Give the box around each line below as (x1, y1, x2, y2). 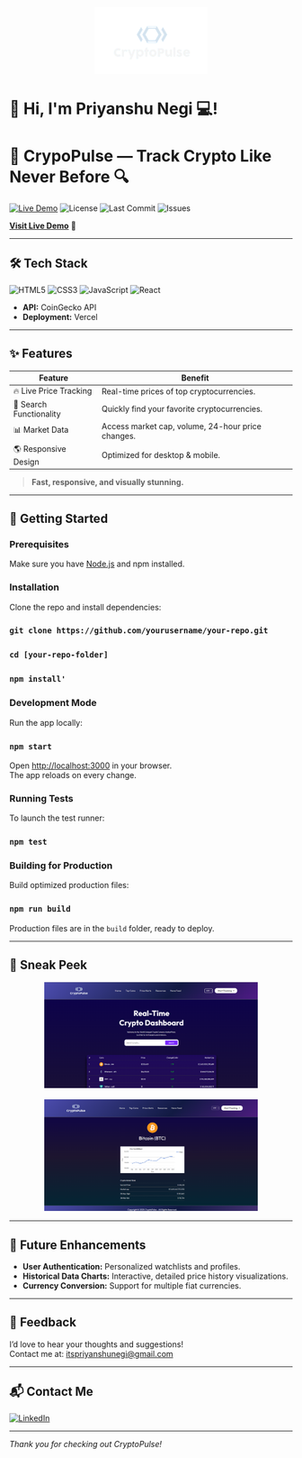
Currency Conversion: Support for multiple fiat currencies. (22, 1280, 242, 1291)
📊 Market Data (13, 424, 69, 435)
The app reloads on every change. (9, 769, 137, 780)
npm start (9, 741, 52, 751)
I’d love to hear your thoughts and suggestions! (9, 1338, 184, 1350)
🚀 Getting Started (9, 510, 109, 526)
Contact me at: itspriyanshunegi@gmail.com (9, 1348, 173, 1359)
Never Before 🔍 (9, 167, 129, 188)
